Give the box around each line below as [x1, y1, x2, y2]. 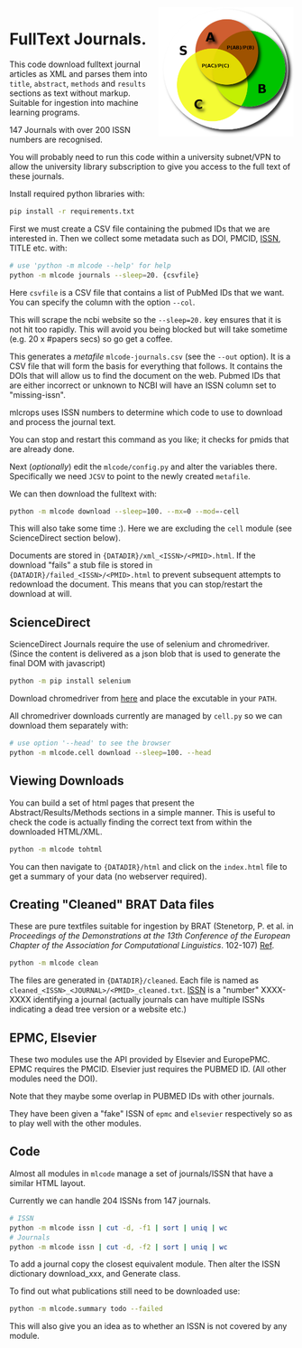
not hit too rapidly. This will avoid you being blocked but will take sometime [9, 324, 288, 335]
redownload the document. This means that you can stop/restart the [9, 579, 263, 589]
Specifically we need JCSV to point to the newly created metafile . [9, 470, 251, 481]
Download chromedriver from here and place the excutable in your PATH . [9, 693, 278, 704]
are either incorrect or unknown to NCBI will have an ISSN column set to [9, 380, 277, 391]
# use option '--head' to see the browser [9, 739, 171, 748]
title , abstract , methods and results [9, 78, 146, 89]
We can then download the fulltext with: [9, 488, 158, 499]
